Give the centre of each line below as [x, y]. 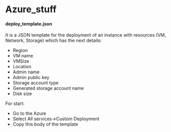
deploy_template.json [29, 23]
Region [20, 50]
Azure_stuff [31, 9]
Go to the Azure [29, 114]
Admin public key [31, 77]
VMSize [21, 61]
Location [22, 67]
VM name [23, 56]
